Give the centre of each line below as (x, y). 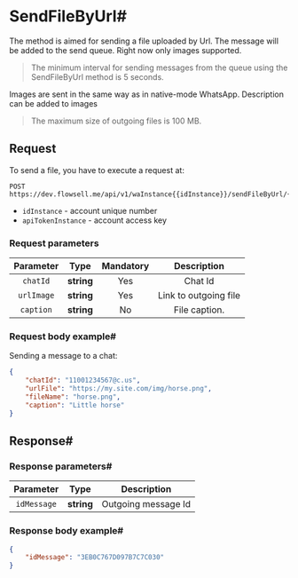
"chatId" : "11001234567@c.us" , (83, 380)
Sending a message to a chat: (63, 356)
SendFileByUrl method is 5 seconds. (97, 76)
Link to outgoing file (200, 296)
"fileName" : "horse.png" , (73, 397)
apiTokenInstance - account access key (94, 220)
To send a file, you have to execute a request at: (97, 170)
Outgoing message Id (146, 504)
